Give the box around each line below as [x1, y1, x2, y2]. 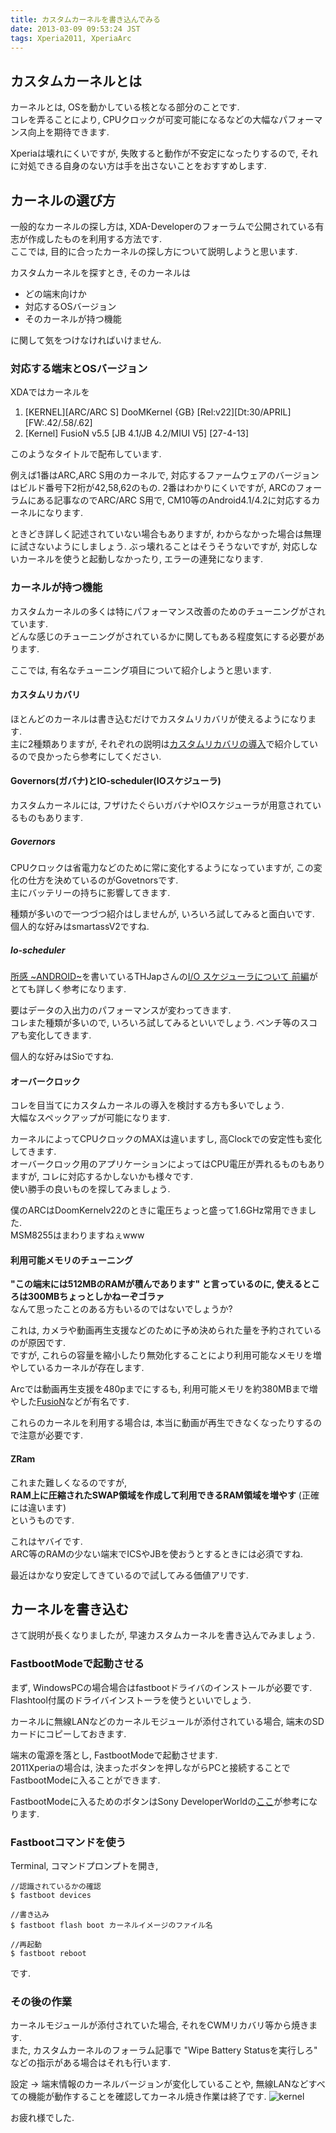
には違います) [10, 1501, 67, 1513]
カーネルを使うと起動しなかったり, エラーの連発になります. [18, 553, 264, 565]
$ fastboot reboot [10, 1948, 87, 1958]
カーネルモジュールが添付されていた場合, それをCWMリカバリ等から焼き [10, 2019, 310, 2031]
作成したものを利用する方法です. [27, 233, 163, 245]
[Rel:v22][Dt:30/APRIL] [196, 406, 292, 418]
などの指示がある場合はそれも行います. [10, 2057, 172, 2069]
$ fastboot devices [10, 1890, 92, 1900]
